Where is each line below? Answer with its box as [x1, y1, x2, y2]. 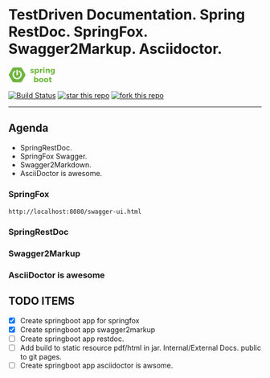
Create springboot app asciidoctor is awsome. [19, 360, 174, 370]
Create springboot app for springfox [19, 315, 140, 325]
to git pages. [19, 351, 62, 361]
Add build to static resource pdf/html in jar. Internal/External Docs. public [19, 343, 261, 352]
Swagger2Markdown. [19, 159, 92, 170]
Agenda [8, 121, 49, 135]
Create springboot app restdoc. [19, 334, 125, 343]
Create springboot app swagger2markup [19, 324, 156, 335]
